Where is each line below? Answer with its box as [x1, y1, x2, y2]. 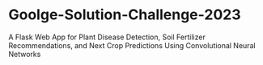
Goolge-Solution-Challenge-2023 [8, 6, 241, 24]
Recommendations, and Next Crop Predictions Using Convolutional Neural [8, 40, 257, 50]
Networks [8, 49, 41, 59]
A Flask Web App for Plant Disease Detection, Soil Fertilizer [8, 32, 206, 42]
